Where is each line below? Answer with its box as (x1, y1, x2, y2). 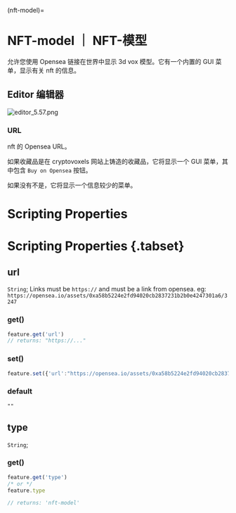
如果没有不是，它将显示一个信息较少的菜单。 (7, 181, 137, 189)
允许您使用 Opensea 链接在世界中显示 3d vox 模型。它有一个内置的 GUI (7, 57, 214, 65)
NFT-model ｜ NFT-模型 (7, 33, 147, 49)
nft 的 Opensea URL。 (7, 142, 71, 151)
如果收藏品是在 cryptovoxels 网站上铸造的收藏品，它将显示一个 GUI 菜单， (7, 158, 223, 166)
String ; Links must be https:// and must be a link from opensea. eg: (7, 285, 206, 293)
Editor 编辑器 (7, 89, 65, 101)
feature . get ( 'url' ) (7, 331, 65, 338)
